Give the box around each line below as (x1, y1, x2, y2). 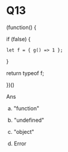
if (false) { (6, 35, 31, 42)
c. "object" (7, 128, 34, 135)
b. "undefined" (7, 116, 45, 124)
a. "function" (7, 104, 40, 112)
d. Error (7, 140, 27, 147)
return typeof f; (6, 69, 45, 76)
